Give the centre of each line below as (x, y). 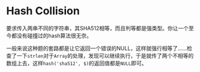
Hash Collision (43, 11)
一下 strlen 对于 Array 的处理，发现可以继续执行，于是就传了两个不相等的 (105, 55)
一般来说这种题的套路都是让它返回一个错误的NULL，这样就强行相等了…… (97, 48)
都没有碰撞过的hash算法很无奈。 (51, 35)
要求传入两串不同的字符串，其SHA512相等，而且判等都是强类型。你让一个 (98, 28)
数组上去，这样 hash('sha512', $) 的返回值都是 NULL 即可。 (77, 63)
